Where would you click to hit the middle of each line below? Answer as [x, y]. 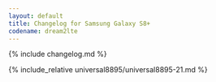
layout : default [36, 16]
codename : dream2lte [43, 31]
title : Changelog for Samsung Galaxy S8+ [80, 24]
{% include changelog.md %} [58, 54]
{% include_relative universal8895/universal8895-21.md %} [108, 70]
